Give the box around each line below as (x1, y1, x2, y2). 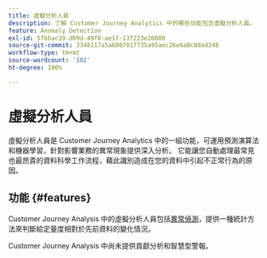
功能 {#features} (8, 191, 92, 204)
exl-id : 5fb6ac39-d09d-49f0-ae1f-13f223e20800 (8, 34, 166, 42)
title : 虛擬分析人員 (8, 11, 69, 20)
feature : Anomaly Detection (8, 26, 102, 34)
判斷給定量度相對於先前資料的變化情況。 (22, 224, 155, 233)
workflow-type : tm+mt (8, 49, 80, 57)
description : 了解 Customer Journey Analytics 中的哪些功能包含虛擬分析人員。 (8, 19, 256, 27)
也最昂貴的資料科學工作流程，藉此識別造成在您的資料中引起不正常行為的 (8, 155, 245, 165)
